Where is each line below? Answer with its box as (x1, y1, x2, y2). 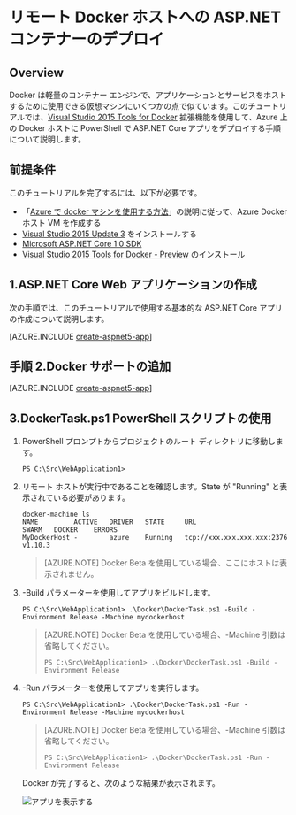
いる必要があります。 (52, 492, 130, 504)
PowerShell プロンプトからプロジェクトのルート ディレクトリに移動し (21, 436, 277, 447)
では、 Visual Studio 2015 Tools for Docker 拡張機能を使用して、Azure (24, 111, 278, 122)
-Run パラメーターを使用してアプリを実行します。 (21, 682, 204, 694)
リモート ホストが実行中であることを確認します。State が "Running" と (21, 481, 280, 492)
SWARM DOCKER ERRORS (21, 526, 118, 534)
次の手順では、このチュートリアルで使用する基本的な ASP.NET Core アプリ (9, 302, 283, 313)
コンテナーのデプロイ (9, 29, 165, 50)
